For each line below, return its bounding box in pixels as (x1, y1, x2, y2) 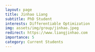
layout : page (5, 7, 32, 12)
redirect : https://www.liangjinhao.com (5, 30, 88, 35)
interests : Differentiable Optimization (5, 21, 91, 26)
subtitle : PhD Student (5, 16, 52, 21)
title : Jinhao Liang (5, 12, 48, 17)
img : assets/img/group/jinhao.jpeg (5, 26, 79, 31)
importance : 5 (5, 35, 35, 40)
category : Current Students (5, 40, 64, 45)
